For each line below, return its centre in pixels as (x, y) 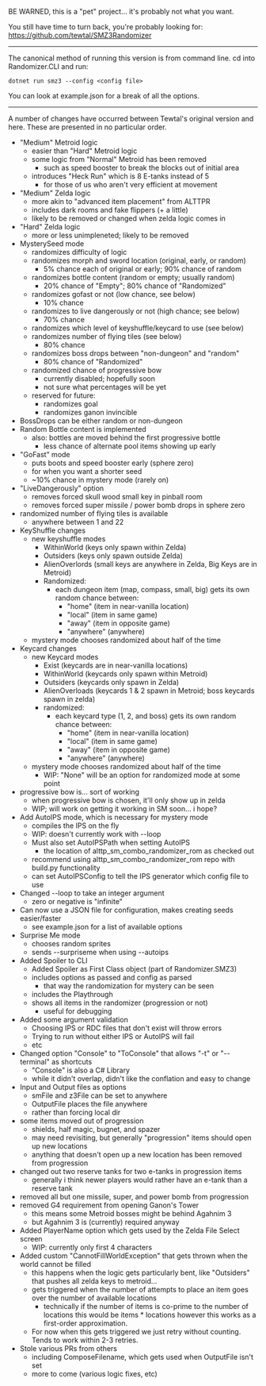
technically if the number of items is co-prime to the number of (146, 1306)
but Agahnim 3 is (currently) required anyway (105, 1222)
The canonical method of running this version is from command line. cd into (132, 58)
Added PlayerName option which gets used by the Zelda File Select (129, 1230)
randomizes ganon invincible (90, 412)
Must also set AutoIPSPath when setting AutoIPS (110, 842)
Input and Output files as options (73, 1087)
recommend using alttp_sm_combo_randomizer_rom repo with (133, 859)
